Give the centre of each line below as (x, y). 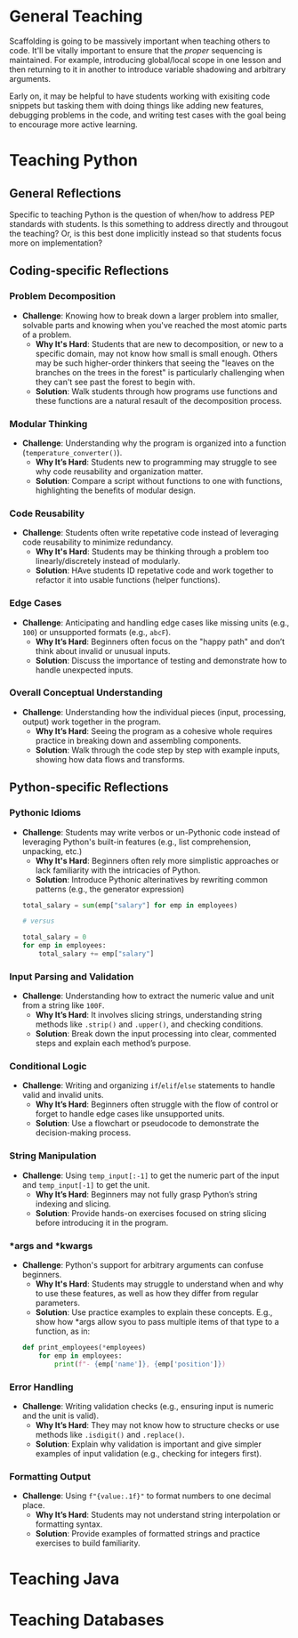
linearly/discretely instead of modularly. (108, 561)
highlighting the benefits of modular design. (115, 490)
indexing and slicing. (73, 1204)
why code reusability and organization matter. (119, 471)
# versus (38, 921)
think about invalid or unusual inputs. (103, 650)
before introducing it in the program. (102, 1222)
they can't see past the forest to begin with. (115, 382)
